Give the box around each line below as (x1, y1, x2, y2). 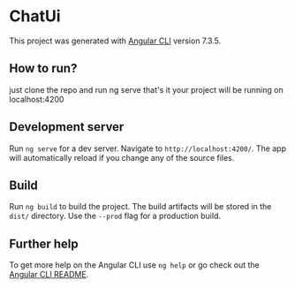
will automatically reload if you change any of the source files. (9, 152, 235, 163)
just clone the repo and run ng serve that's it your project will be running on (9, 84, 284, 95)
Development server (9, 119, 125, 134)
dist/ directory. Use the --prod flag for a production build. (9, 210, 221, 222)
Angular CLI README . (9, 269, 89, 280)
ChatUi (9, 6, 61, 27)
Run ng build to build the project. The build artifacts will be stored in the (9, 201, 272, 212)
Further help (9, 236, 79, 251)
